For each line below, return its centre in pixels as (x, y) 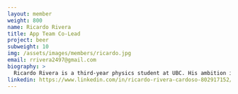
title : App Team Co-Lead (44, 34)
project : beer (28, 40)
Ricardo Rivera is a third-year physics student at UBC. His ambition (120, 73)
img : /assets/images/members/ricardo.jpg (69, 54)
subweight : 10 (28, 47)
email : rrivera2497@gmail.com (52, 60)
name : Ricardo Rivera (39, 27)
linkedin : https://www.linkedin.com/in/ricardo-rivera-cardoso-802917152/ (120, 80)
